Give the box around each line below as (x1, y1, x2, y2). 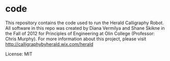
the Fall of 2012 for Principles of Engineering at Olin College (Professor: (5, 30, 155, 36)
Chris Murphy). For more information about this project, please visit (5, 36, 147, 42)
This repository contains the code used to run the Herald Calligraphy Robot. (5, 20, 164, 26)
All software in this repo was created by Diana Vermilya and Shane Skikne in (5, 25, 165, 31)
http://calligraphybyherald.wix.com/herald (5, 41, 94, 47)
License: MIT (5, 51, 33, 57)
